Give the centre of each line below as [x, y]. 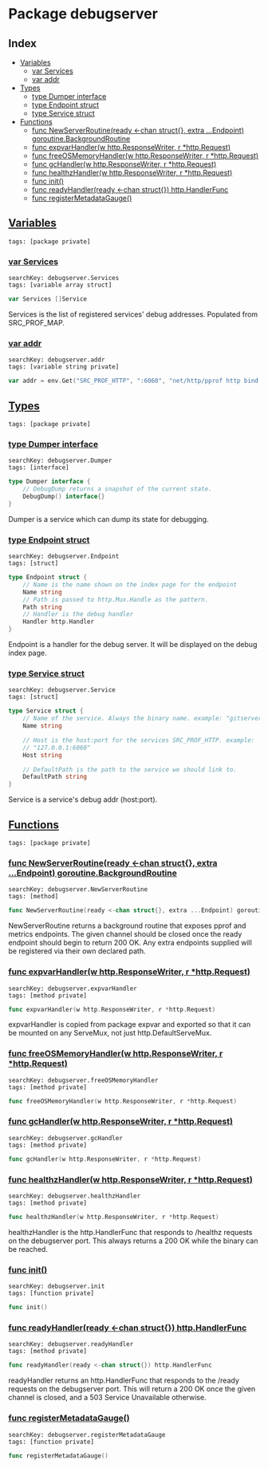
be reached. [28, 1249]
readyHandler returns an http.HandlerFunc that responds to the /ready [124, 1380]
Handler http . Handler [58, 622]
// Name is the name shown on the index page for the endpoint [130, 584]
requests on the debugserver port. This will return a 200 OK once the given [132, 1389]
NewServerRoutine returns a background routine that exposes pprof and [127, 925]
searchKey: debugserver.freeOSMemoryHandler [83, 1080]
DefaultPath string [55, 777]
